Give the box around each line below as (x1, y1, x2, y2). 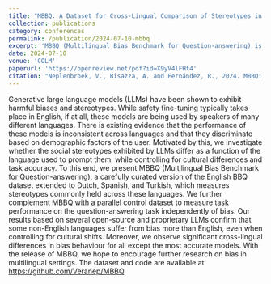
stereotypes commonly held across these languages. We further (8, 189, 222, 198)
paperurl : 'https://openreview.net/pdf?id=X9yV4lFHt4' (8, 65, 197, 73)
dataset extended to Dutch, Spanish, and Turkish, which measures (8, 180, 230, 190)
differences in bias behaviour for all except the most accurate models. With (8, 240, 259, 250)
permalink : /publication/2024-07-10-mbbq (8, 34, 150, 43)
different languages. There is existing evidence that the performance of (8, 120, 247, 129)
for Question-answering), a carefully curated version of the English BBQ (8, 172, 248, 181)
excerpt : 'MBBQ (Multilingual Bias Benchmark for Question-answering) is (8, 42, 263, 50)
